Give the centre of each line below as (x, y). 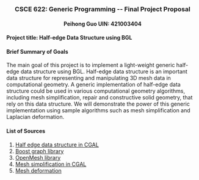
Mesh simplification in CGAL (51, 164)
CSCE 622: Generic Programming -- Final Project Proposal (103, 9)
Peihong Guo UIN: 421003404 (103, 24)
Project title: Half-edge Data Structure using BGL (69, 38)
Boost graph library (39, 151)
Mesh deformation (38, 170)
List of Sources (26, 131)
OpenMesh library (38, 157)
